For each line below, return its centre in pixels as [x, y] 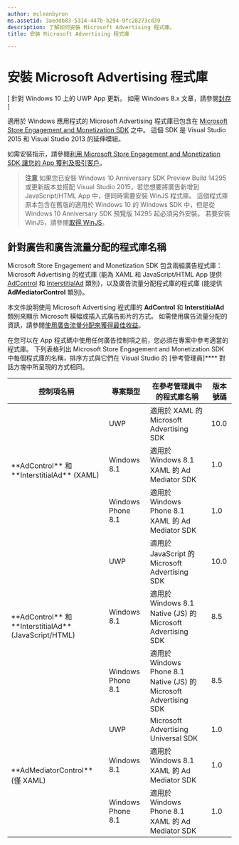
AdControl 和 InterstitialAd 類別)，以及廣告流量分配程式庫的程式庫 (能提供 [115, 283]
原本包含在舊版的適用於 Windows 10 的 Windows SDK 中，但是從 [120, 205]
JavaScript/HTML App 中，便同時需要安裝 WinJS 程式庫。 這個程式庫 [127, 196]
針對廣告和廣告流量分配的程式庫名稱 [87, 247]
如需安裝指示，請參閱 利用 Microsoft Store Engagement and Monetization [114, 154]
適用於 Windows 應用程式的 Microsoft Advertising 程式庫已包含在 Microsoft [117, 121]
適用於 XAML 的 [176, 411]
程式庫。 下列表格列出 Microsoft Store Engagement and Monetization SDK [116, 349]
